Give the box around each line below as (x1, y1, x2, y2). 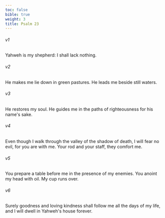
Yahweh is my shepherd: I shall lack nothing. (5, 52, 96, 58)
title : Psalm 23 (5, 21, 39, 26)
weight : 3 (5, 16, 26, 21)
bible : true (5, 12, 30, 17)
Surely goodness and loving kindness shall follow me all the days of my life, (5, 203, 161, 209)
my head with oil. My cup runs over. (5, 176, 79, 182)
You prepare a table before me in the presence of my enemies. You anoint (5, 170, 157, 176)
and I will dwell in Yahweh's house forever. (5, 208, 92, 214)
